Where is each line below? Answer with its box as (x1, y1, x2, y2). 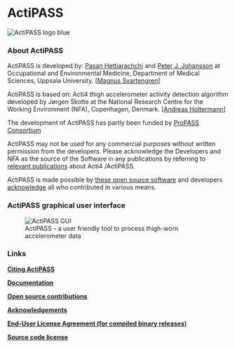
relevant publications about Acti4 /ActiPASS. (7, 162, 135, 170)
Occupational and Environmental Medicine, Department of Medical (7, 69, 200, 78)
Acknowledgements (7, 305, 68, 314)
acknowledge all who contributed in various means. (7, 183, 156, 192)
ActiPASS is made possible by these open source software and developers (7, 175, 223, 184)
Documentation (7, 279, 54, 287)
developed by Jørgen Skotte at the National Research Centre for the (7, 98, 203, 106)
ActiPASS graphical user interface (7, 201, 126, 210)
